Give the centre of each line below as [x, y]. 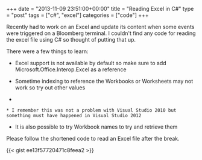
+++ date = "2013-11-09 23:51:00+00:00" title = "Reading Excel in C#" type [100, 9]
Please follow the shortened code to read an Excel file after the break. [93, 139]
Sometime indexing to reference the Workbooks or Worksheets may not [104, 81]
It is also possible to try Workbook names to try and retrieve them [96, 127]
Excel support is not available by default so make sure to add [91, 63]
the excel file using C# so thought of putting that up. [71, 40]
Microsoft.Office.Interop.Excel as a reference [71, 69]
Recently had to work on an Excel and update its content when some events [100, 27]
